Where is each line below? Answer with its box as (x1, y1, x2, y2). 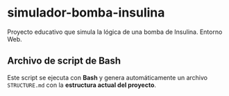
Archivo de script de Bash (7, 55, 121, 67)
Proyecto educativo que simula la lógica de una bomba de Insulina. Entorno (7, 28, 223, 36)
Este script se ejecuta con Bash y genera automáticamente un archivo (7, 73, 208, 81)
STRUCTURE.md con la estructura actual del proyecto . (7, 81, 157, 89)
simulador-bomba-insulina (7, 5, 165, 21)
